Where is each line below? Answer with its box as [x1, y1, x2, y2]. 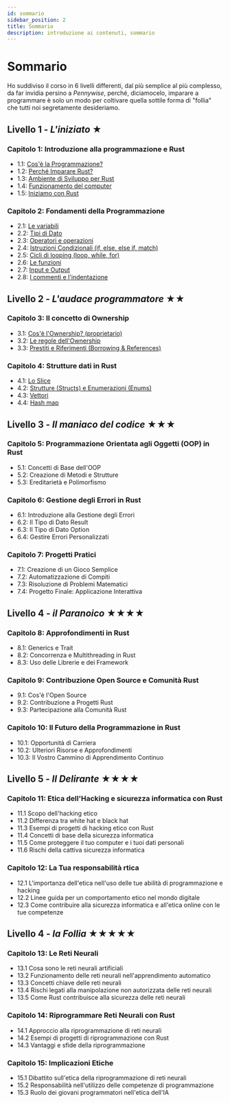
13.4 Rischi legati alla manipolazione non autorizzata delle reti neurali [16, 986, 212, 994]
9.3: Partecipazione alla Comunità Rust [16, 706, 127, 714]
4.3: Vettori [16, 392, 49, 400]
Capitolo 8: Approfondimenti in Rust [7, 628, 130, 637]
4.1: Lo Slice [16, 376, 51, 385]
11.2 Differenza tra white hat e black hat [16, 817, 128, 825]
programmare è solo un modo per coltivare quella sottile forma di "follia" [7, 96, 211, 105]
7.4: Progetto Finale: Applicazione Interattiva [16, 588, 143, 596]
